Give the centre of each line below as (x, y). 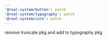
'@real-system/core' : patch (33, 19)
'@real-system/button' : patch (35, 10)
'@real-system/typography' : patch (40, 14)
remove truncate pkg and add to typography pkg (53, 33)
